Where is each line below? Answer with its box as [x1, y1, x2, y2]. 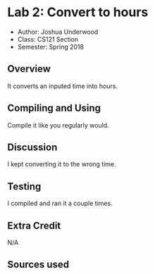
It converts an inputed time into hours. [7, 82, 118, 90]
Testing [7, 181, 42, 192]
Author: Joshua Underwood [17, 28, 99, 36]
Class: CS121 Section [17, 35, 79, 43]
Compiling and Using [7, 102, 101, 114]
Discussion [7, 141, 58, 153]
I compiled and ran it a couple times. [7, 199, 113, 208]
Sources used [7, 259, 69, 271]
